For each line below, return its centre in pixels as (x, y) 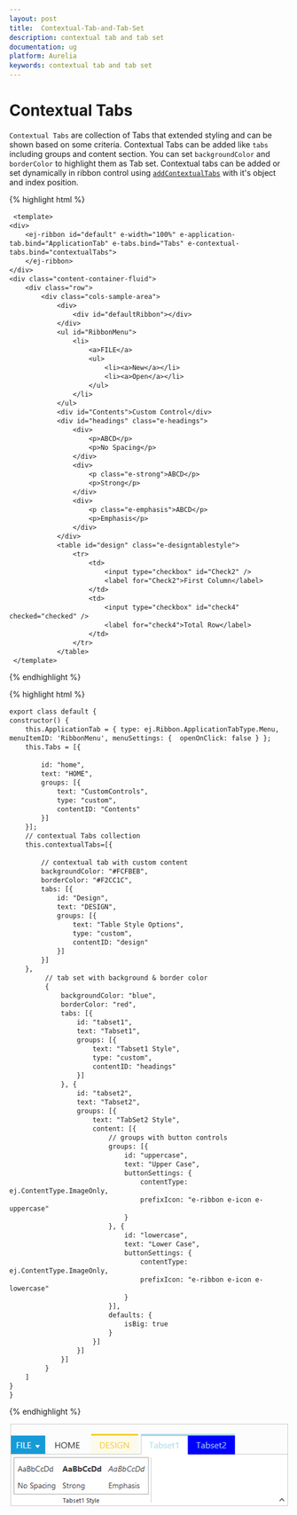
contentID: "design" (110, 942)
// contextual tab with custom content (115, 862)
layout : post (33, 19)
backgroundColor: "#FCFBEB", (95, 871)
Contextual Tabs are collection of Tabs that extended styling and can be (141, 135)
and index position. (44, 182)
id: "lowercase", (156, 1235)
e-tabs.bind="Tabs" (148, 243)
